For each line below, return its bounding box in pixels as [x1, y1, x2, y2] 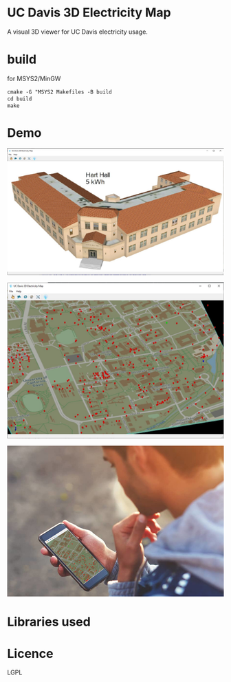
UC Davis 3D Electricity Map [7, 5, 171, 21]
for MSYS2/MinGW [7, 74, 61, 82]
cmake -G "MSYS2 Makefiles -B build [7, 88, 112, 96]
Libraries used [7, 614, 91, 630]
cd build [7, 95, 32, 102]
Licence [7, 646, 54, 661]
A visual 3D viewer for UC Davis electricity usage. [7, 27, 148, 36]
